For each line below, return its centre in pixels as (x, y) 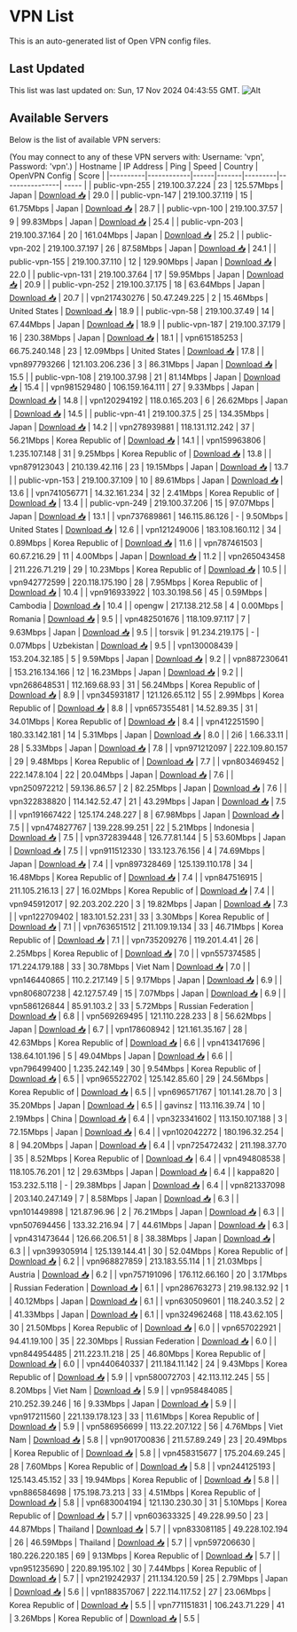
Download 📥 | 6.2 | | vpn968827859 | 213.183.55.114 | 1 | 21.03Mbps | (136, 1261)
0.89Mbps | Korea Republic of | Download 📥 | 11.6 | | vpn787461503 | (136, 542)
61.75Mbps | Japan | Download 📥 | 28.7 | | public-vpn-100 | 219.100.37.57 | (146, 208)
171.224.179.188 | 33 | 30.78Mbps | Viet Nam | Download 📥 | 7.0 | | (130, 966)
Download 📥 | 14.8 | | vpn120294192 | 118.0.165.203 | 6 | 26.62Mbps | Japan (148, 400)
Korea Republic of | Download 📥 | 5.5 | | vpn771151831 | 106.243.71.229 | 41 (147, 1604)
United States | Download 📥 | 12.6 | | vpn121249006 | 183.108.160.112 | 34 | (145, 529)
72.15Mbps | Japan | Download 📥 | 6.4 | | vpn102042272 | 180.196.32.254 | (146, 1131)
